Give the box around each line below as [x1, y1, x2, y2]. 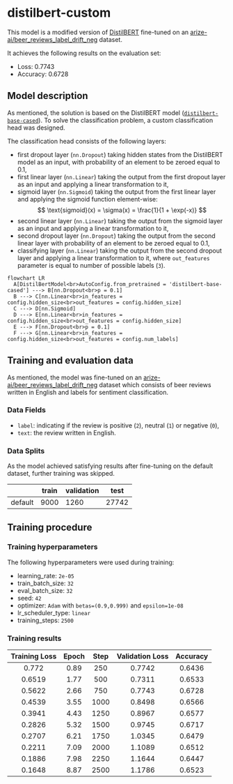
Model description [7, 90, 88, 102]
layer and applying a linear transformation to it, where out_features [17, 253, 210, 262]
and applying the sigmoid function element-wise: [17, 195, 158, 203]
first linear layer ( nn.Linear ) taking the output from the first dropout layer [17, 172, 226, 181]
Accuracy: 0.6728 [17, 70, 69, 78]
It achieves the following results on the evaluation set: [7, 49, 161, 57]
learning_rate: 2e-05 [17, 571, 74, 580]
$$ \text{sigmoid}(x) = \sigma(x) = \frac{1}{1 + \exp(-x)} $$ [37, 206, 207, 214]
